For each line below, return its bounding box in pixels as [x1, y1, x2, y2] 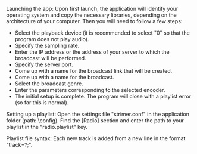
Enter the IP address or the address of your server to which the [14, 48, 170, 56]
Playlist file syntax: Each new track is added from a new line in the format [6, 135, 186, 142]
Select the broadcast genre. [14, 80, 83, 87]
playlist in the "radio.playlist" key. [6, 124, 88, 130]
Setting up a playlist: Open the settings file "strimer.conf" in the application [6, 110, 189, 118]
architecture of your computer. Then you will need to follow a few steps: [6, 18, 183, 24]
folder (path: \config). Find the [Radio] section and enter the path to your [6, 117, 185, 124]
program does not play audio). [14, 36, 89, 42]
